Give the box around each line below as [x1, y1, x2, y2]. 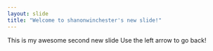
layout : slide [7, 10, 49, 17]
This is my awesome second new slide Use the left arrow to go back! [7, 36, 207, 44]
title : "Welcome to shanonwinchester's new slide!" [7, 17, 162, 24]
